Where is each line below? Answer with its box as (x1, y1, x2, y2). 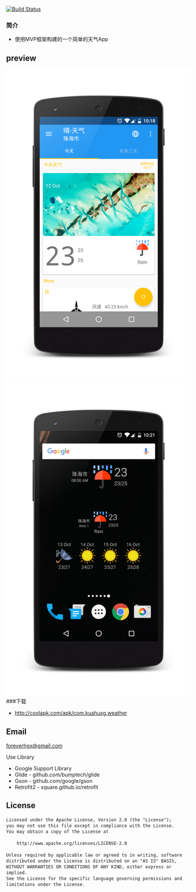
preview (6, 53, 36, 63)
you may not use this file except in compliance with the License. (6, 823, 175, 829)
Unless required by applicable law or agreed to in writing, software (6, 852, 183, 858)
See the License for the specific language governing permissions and (6, 876, 183, 881)
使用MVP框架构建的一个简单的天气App (14, 36, 109, 43)
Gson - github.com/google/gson (14, 777, 93, 785)
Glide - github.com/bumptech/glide (14, 771, 100, 778)
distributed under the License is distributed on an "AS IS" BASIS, (6, 858, 177, 864)
